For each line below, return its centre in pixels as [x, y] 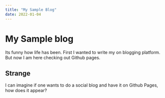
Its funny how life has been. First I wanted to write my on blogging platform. [83, 52]
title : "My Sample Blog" [31, 10]
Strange [18, 73]
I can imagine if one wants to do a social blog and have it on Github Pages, [82, 85]
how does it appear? [26, 91]
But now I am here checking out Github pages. [53, 58]
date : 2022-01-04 [23, 14]
